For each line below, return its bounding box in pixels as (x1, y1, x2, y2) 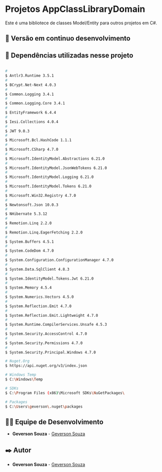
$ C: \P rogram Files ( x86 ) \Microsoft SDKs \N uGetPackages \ (5, 390, 125, 395)
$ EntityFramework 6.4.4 (5, 110, 56, 115)
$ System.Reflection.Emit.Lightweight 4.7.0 (5, 313, 98, 318)
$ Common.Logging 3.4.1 (5, 92, 54, 97)
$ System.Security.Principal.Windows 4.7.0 (5, 350, 96, 355)
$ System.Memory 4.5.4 (5, 285, 52, 291)
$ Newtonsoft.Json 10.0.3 (5, 202, 58, 207)
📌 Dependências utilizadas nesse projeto (5, 51, 133, 59)
